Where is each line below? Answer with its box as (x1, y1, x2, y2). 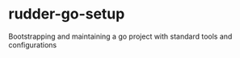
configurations (8, 39, 57, 49)
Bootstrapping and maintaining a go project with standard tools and (8, 31, 233, 41)
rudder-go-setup (8, 5, 125, 23)
